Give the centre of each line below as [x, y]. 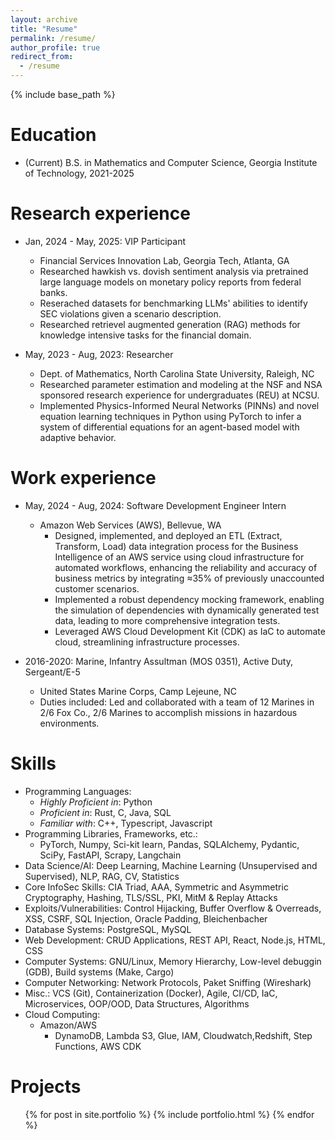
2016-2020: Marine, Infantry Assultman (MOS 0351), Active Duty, [158, 661]
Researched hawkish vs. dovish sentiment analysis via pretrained [174, 271]
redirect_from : [42, 57]
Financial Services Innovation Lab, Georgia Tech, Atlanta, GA [164, 260]
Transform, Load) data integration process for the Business [176, 546]
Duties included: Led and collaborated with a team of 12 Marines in [177, 702]
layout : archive [44, 19]
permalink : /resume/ [53, 38]
